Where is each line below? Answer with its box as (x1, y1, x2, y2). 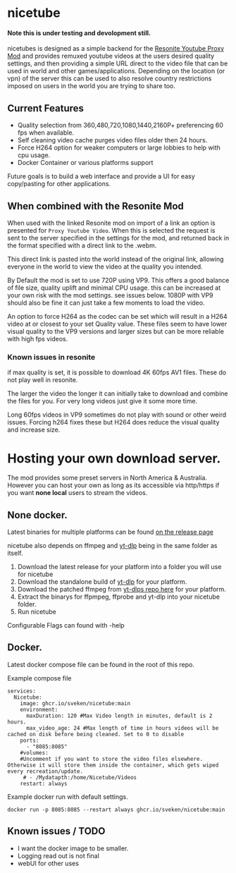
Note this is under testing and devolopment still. (7, 28, 151, 37)
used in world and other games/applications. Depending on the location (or (7, 67, 225, 75)
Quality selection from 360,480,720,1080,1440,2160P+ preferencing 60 (17, 121, 224, 130)
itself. (7, 549, 23, 558)
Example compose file (7, 673, 72, 682)
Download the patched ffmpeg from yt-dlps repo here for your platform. (17, 585, 227, 594)
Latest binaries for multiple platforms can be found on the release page (7, 527, 213, 537)
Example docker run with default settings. (7, 792, 128, 801)
